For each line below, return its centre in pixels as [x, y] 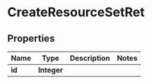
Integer [51, 70]
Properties [31, 38]
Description [90, 58]
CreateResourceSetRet [76, 12]
